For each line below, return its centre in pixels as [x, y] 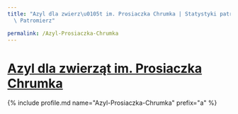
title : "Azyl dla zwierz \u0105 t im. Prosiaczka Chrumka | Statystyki [112, 14]
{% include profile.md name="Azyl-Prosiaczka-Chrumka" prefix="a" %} [112, 103]
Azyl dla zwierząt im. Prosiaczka [105, 68]
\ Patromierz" [34, 21]
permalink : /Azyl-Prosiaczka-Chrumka [63, 33]
